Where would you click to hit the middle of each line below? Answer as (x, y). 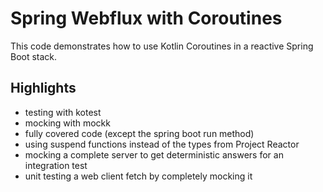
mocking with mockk (67, 123)
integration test (56, 165)
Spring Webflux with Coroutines (146, 18)
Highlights (43, 88)
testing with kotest (63, 112)
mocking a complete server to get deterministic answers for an (154, 154)
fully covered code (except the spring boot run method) (139, 133)
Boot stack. (34, 56)
